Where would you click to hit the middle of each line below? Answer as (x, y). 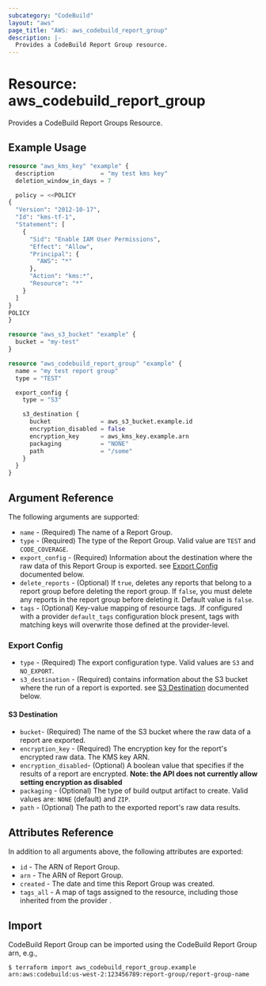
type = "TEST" (38, 378)
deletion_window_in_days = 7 (63, 181)
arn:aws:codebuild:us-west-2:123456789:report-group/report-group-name (129, 975)
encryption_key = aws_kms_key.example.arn (109, 436)
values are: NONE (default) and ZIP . (75, 799)
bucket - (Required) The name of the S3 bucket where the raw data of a (135, 732)
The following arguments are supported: (74, 516)
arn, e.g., (23, 953)
